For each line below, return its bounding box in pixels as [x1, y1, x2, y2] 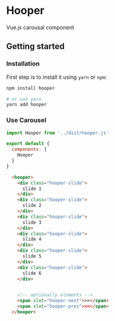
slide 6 [22, 270, 42, 276]
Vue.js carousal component [6, 24, 75, 31]
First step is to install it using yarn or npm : [6, 73, 107, 81]
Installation [6, 59, 40, 68]
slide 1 [22, 186, 42, 192]
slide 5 [22, 253, 42, 260]
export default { [6, 141, 50, 147]
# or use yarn [6, 96, 42, 102]
